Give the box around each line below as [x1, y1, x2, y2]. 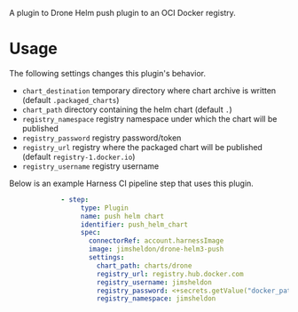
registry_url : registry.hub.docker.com [96, 269, 244, 278]
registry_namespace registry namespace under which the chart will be [21, 113, 278, 124]
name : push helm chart [80, 212, 165, 220]
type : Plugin [80, 204, 129, 212]
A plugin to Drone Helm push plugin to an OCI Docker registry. [9, 8, 237, 18]
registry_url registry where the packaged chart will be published [21, 141, 263, 152]
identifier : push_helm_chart [80, 220, 189, 229]
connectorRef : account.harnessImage [88, 236, 224, 245]
